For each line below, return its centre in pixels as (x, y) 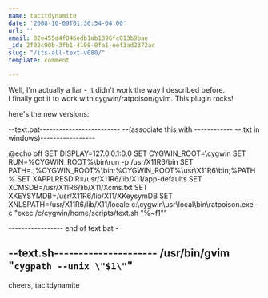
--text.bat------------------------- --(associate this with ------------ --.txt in (134, 129)
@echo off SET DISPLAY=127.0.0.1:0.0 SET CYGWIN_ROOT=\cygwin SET (127, 153)
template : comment (39, 61)
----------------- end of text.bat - (64, 228)
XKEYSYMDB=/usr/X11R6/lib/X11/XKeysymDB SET (91, 196)
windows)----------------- (52, 137)
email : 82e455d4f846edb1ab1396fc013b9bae (78, 38)
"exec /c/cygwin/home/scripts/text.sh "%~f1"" (91, 213)
